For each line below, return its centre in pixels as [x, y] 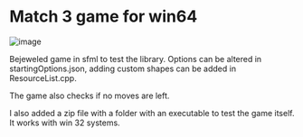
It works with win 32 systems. [65, 123]
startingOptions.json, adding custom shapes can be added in [123, 68]
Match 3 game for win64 [104, 17]
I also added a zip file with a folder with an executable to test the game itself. [152, 113]
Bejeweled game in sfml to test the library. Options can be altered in [136, 59]
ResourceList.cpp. [43, 78]
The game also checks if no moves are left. [90, 96]
